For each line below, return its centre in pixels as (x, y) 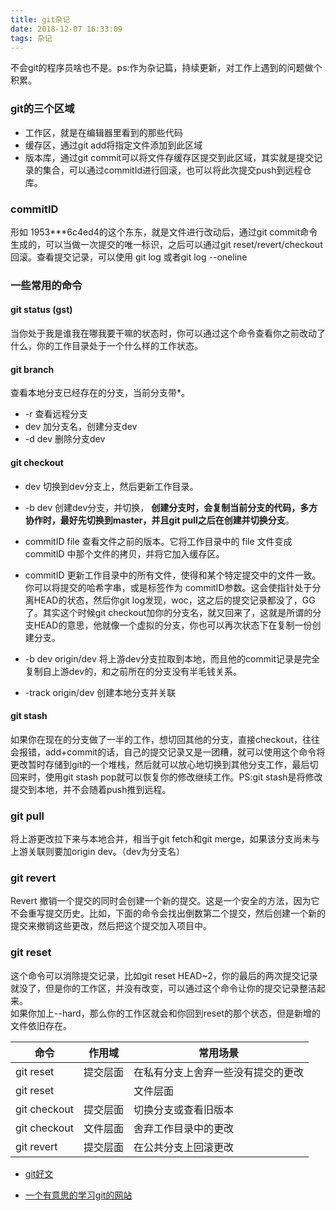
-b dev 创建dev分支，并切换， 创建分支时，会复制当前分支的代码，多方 (171, 507)
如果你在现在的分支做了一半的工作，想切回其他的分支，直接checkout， (156, 739)
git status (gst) (41, 310)
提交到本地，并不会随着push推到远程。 (91, 789)
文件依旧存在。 (41, 1025)
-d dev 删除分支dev (65, 439)
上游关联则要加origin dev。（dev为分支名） (98, 851)
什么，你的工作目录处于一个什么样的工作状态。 (106, 346)
